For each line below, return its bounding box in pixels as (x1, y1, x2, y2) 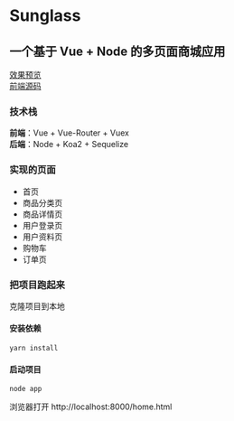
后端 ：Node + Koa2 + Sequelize (9, 139, 129, 150)
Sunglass (9, 5, 81, 26)
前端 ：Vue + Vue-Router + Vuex (9, 127, 129, 138)
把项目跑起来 (9, 278, 66, 291)
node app (9, 385, 42, 394)
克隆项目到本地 (9, 300, 65, 312)
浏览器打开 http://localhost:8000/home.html (9, 401, 173, 412)
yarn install (9, 344, 59, 353)
